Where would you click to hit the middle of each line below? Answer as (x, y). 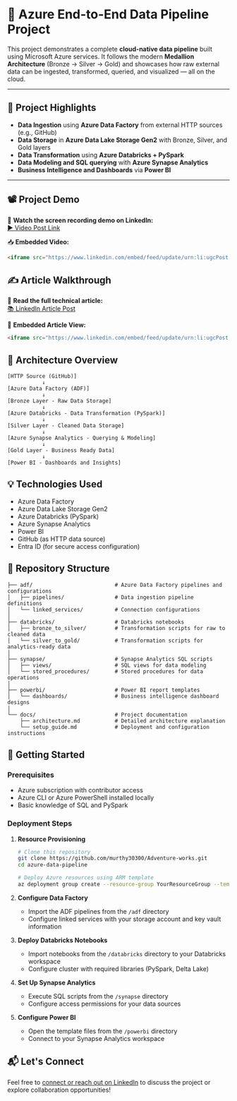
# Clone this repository (54, 852)
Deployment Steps (40, 823)
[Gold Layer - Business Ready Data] (61, 450)
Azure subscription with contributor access (80, 790)
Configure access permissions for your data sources (104, 1004)
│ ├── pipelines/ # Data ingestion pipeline (101, 597)
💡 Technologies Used (55, 484)
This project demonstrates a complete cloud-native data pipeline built (110, 49)
